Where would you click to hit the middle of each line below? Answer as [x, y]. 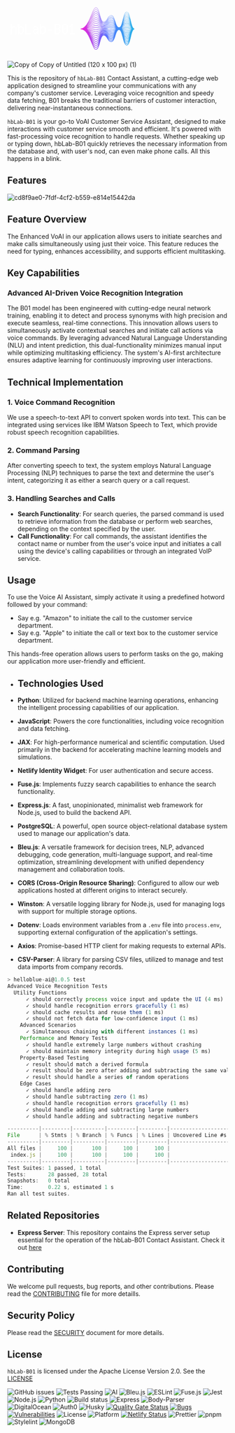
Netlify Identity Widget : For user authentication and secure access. [115, 771]
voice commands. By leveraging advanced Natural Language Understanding [117, 338]
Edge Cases [36, 1084]
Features [27, 181]
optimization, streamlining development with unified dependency [111, 862]
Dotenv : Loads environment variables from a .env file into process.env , [119, 925]
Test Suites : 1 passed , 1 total [54, 1168]
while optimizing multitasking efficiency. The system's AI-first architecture [114, 353]
